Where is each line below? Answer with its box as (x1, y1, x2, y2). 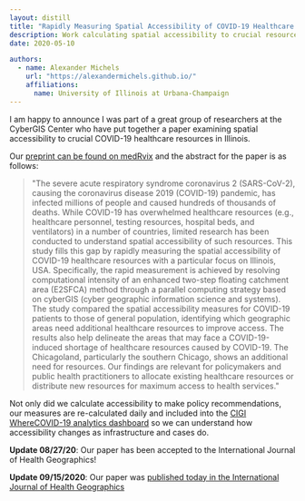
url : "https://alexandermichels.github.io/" (25, 72, 197, 82)
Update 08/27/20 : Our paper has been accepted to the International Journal (9, 444, 296, 455)
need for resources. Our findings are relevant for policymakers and (31, 360, 281, 372)
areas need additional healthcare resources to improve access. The (31, 322, 284, 333)
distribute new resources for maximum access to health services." (31, 380, 280, 391)
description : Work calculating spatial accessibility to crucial (9, 30, 261, 39)
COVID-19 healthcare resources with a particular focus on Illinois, (31, 255, 277, 266)
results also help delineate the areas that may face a (31, 332, 227, 343)
